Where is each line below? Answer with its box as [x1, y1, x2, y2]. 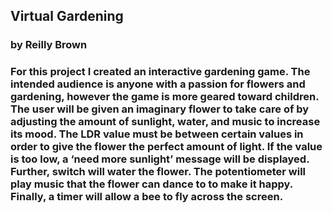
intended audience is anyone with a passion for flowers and [10, 77, 306, 91]
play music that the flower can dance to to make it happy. [10, 177, 293, 191]
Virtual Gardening [10, 8, 124, 25]
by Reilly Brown [10, 38, 88, 52]
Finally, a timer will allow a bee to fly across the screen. [10, 190, 284, 204]
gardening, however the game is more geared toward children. [10, 90, 320, 104]
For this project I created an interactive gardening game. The [10, 65, 311, 79]
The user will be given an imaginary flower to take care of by [10, 102, 310, 116]
